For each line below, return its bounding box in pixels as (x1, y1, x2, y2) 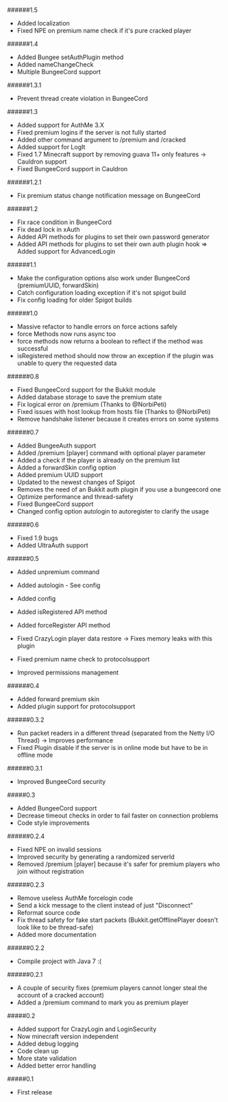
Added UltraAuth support (16, 541, 89, 549)
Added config (16, 595, 56, 602)
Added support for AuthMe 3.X (16, 121, 105, 129)
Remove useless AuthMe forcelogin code (16, 894, 134, 902)
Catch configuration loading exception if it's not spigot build (16, 289, 186, 296)
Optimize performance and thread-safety (16, 493, 134, 500)
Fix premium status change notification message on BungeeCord (16, 192, 201, 199)
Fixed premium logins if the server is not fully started (16, 129, 166, 136)
